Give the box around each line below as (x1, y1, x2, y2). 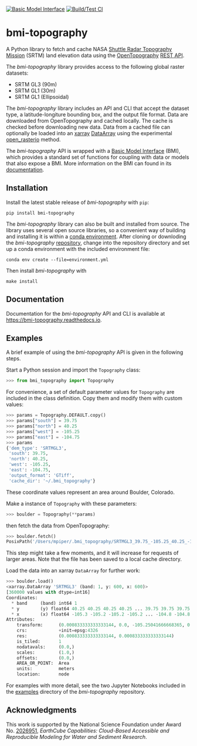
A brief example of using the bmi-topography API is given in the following (6, 349, 184, 356)
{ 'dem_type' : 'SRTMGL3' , (6, 445, 67, 451)
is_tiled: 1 (16, 638, 62, 644)
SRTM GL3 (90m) (14, 81, 57, 88)
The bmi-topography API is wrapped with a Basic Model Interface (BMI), (6, 147, 181, 154)
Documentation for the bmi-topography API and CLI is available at (6, 310, 165, 317)
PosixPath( (6, 538, 33, 545)
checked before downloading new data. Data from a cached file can (6, 123, 171, 131)
